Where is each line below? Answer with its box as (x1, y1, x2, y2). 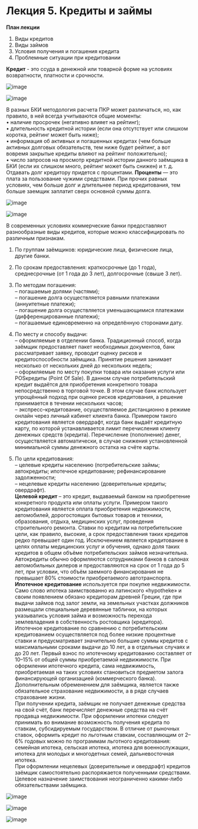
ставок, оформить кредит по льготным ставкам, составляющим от (14, 731, 184, 738)
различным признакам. (6, 235, 65, 242)
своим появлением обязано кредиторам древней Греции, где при (14, 593, 182, 600)
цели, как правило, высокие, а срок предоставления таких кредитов (14, 530, 189, 537)
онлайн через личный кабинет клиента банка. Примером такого (14, 412, 177, 419)
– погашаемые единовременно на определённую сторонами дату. (14, 319, 183, 326)
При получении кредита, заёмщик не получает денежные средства (14, 700, 186, 707)
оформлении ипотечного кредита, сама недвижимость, (14, 662, 156, 669)
